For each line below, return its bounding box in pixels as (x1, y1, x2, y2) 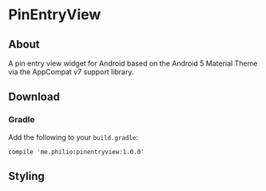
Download (8, 90, 60, 104)
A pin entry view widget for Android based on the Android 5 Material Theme (8, 58, 258, 68)
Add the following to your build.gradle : (8, 132, 138, 141)
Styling (8, 169, 46, 183)
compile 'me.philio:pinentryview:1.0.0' (8, 148, 145, 156)
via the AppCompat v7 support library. (8, 67, 134, 77)
